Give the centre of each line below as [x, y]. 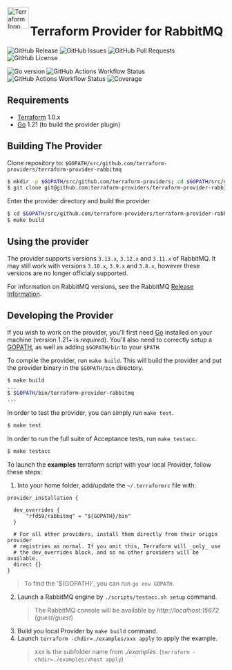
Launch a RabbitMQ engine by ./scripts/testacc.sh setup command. [117, 597]
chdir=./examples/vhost [69, 660]
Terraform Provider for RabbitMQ [127, 31]
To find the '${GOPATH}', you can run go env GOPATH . [99, 583]
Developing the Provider [60, 316]
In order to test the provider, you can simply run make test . [90, 413]
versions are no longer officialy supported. [68, 273]
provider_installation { [43, 498]
